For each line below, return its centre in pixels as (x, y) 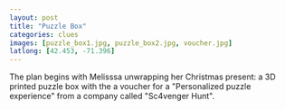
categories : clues (44, 34)
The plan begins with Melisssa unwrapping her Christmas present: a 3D (142, 77)
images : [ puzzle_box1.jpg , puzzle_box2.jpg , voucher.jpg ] (121, 43)
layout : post (34, 18)
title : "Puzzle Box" (48, 26)
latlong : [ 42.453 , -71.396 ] (62, 51)
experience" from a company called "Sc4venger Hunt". (112, 96)
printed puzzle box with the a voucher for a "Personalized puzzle (130, 87)
